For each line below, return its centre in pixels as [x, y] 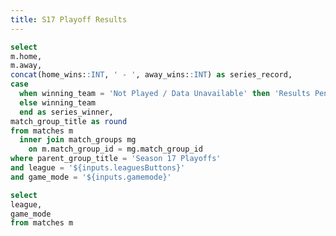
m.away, [26, 66]
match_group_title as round [69, 121]
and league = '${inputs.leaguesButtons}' [98, 168]
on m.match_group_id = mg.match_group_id [115, 149]
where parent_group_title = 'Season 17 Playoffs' [116, 159]
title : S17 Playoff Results [69, 19]
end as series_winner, [66, 112]
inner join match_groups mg [78, 140]
